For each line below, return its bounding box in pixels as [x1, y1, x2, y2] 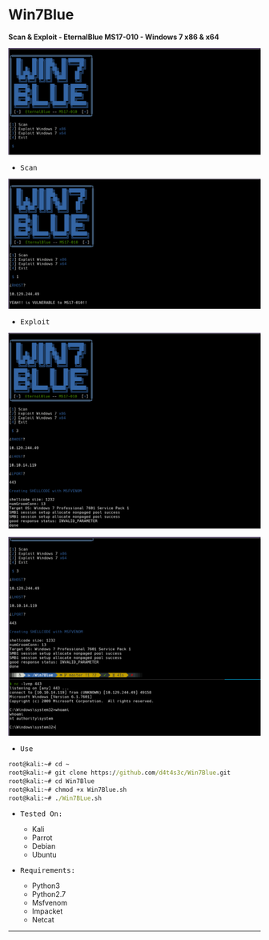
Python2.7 [31, 889, 66, 898]
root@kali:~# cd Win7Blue [8, 777, 94, 785]
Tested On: [19, 809, 63, 818]
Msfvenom [31, 898, 68, 907]
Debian [31, 841, 56, 850]
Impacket [31, 906, 63, 916]
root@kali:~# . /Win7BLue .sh [8, 794, 102, 802]
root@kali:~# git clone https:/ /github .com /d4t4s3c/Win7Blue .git [8, 769, 231, 777]
